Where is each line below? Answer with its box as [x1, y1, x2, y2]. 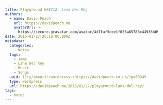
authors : [5, 12, 23, 16]
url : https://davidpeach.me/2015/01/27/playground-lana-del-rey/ [9, 83, 145, 89]
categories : [9, 43, 34, 48]
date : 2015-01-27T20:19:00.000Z [5, 34, 70, 39]
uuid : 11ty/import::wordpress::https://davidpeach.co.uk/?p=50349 [9, 75, 147, 79]
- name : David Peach [9, 16, 51, 21]
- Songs [14, 70, 29, 75]
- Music [14, 66, 29, 71]
